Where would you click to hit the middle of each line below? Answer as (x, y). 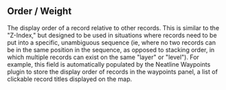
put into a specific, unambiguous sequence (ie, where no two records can (112, 42)
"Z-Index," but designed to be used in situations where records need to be (112, 35)
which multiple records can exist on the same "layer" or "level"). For (103, 57)
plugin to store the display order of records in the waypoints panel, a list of (113, 71)
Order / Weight (39, 11)
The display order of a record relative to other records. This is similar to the (113, 27)
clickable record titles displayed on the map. (70, 79)
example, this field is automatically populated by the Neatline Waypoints (109, 64)
